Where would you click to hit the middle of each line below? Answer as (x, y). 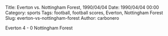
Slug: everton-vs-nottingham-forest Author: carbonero (62, 18)
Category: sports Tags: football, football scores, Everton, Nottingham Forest (84, 13)
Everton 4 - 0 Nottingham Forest (39, 28)
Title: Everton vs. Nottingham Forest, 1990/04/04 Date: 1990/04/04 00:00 (82, 7)
